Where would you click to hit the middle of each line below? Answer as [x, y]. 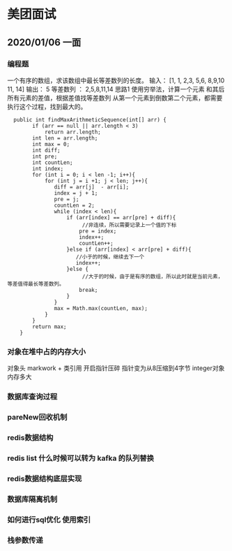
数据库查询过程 [32, 397]
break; [88, 290]
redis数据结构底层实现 [45, 478]
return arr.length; [72, 132]
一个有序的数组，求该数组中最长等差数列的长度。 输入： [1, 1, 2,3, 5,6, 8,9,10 [116, 80]
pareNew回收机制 [37, 418]
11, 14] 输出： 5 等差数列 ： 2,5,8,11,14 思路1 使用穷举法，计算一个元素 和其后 [116, 89]
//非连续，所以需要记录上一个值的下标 [129, 225]
